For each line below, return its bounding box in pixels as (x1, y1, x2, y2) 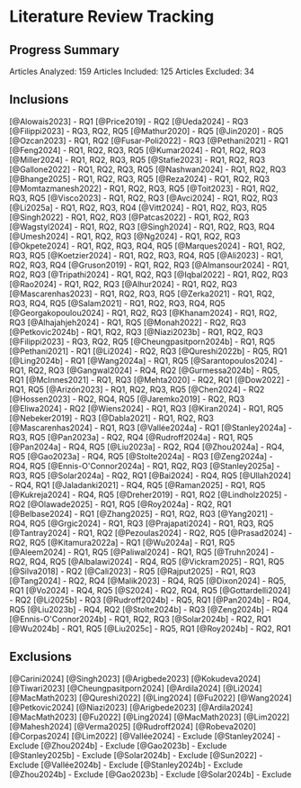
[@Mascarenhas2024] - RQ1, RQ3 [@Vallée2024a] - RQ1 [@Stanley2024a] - (9, 421, 292, 433)
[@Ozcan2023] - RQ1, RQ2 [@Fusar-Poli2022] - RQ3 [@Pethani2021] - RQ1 (9, 135, 289, 146)
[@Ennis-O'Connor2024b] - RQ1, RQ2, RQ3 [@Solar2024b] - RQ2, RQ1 (9, 613, 271, 624)
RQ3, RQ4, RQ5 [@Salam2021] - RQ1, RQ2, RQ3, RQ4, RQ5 (9, 297, 226, 308)
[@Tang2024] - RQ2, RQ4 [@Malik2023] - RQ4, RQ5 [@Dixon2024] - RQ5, (9, 575, 287, 586)
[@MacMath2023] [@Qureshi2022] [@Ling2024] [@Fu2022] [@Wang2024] (9, 692, 292, 703)
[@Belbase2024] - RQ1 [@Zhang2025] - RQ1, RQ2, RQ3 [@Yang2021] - (9, 508, 274, 519)
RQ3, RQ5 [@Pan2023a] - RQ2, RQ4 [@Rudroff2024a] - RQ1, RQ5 (9, 431, 253, 442)
